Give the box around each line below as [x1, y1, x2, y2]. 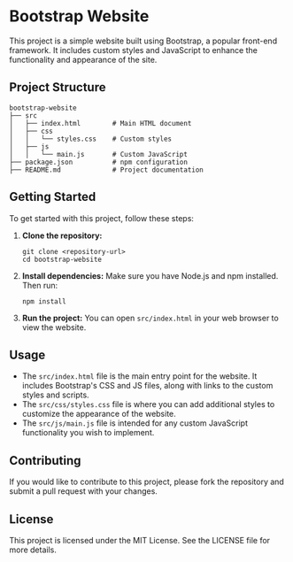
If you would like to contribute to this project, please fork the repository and [9, 476, 285, 488]
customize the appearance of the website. [21, 409, 177, 420]
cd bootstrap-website [21, 255, 102, 264]
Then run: [21, 280, 58, 290]
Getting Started [9, 189, 96, 204]
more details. [9, 544, 58, 555]
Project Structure [9, 80, 106, 95]
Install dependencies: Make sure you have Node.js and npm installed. [21, 270, 279, 281]
